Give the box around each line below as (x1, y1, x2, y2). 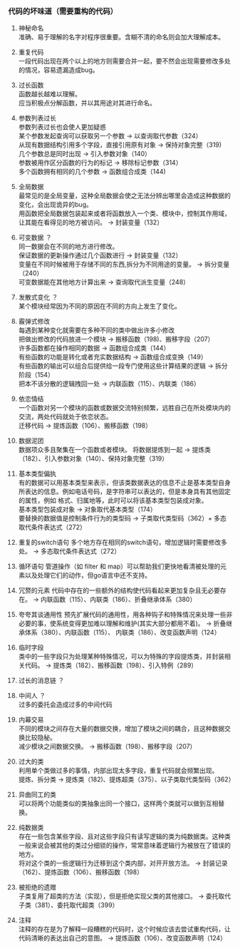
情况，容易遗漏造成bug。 (24, 66, 99, 74)
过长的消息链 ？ (18, 676, 65, 685)
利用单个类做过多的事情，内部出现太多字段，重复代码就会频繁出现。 (18, 766, 219, 775)
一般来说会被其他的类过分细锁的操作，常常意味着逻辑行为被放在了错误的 (18, 841, 231, 850)
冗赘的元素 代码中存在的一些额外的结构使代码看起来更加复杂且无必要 (18, 586, 220, 595)
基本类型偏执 (18, 469, 56, 478)
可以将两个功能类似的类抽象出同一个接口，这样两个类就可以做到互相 (18, 799, 219, 808)
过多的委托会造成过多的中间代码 (18, 700, 113, 709)
